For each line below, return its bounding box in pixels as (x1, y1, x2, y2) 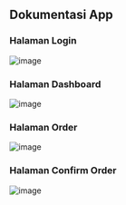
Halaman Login (9, 34, 77, 47)
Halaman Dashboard (9, 77, 102, 90)
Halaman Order (9, 121, 78, 133)
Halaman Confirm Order (9, 164, 117, 177)
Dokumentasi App (9, 7, 113, 23)
